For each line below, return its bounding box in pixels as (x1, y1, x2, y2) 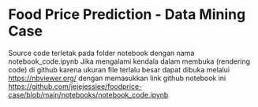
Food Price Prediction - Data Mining (8, 6, 246, 24)
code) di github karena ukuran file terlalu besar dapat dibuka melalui (8, 65, 230, 74)
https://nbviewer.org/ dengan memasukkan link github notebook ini (8, 73, 226, 83)
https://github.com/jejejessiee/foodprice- (8, 81, 143, 91)
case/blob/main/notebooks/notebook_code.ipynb (8, 90, 169, 99)
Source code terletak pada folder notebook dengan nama (8, 48, 195, 57)
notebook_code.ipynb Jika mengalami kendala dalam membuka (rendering (8, 57, 251, 66)
